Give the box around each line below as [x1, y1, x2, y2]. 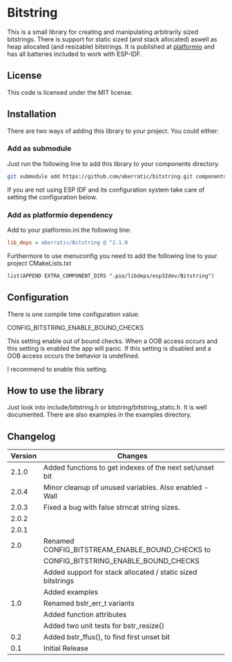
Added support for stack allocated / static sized [43, 567, 197, 577]
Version [10, 451, 37, 461]
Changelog [7, 430, 56, 442]
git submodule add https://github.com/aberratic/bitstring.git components [7, 173, 227, 180]
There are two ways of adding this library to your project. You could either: [7, 127, 220, 135]
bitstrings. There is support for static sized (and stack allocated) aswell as [7, 35, 217, 43]
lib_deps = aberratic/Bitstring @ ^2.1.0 [7, 239, 128, 246]
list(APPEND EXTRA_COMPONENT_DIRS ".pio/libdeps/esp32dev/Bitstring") [7, 272, 215, 279]
